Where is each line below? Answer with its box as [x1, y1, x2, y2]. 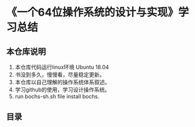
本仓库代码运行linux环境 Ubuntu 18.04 [14, 64, 110, 70]
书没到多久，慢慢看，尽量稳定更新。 [14, 71, 105, 78]
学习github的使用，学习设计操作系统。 [14, 86, 110, 93]
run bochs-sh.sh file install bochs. [14, 93, 99, 100]
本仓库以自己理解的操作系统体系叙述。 [14, 79, 110, 85]
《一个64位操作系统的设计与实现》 [6, 5, 179, 19]
